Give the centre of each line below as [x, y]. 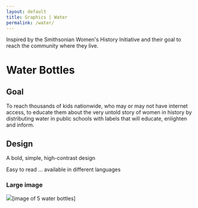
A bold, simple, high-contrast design [51, 158]
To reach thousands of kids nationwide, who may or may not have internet [97, 106]
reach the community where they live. [53, 46]
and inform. [20, 125]
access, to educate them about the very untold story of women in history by [99, 112]
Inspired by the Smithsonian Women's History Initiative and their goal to [94, 40]
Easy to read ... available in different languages [63, 169]
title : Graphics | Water [37, 17]
